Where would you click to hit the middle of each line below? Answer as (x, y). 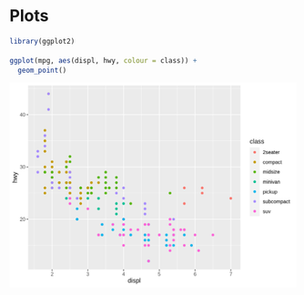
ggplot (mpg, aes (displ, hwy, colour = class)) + (103, 60)
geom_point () (42, 70)
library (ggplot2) (42, 41)
